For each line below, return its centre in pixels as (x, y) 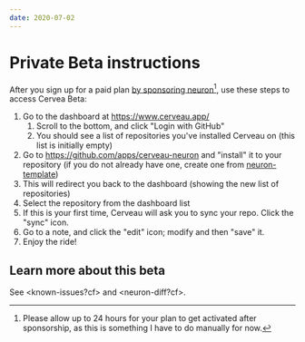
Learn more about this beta (88, 270)
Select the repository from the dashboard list (106, 203)
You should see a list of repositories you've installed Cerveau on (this (165, 136)
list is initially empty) (74, 145)
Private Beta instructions (105, 62)
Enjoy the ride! (49, 242)
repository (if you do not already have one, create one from (133, 165)
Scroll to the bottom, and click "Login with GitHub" (130, 126)
